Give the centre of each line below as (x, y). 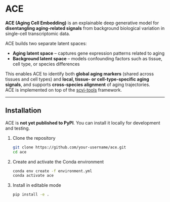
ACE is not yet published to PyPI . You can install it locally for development (83, 123)
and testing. (18, 128)
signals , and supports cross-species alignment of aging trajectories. (78, 85)
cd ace (19, 152)
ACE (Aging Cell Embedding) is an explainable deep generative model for (82, 23)
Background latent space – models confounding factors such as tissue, (88, 58)
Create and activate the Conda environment (58, 161)
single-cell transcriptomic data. (38, 33)
